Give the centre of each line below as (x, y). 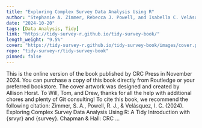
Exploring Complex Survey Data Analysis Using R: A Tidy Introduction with (98, 112)
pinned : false (24, 56)
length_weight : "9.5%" (35, 40)
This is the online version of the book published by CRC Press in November (99, 73)
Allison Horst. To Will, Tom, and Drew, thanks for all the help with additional (99, 93)
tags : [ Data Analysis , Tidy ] (43, 29)
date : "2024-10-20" (31, 23)
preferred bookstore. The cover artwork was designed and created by (93, 86)
